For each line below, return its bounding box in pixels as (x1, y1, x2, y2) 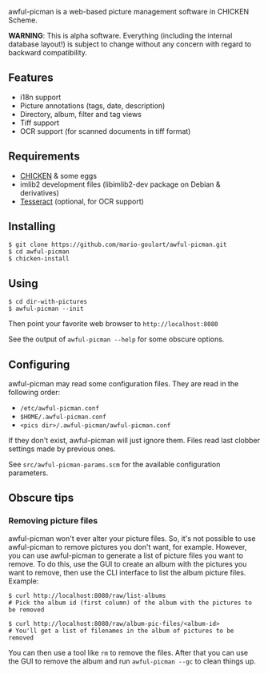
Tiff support (19, 118, 60, 127)
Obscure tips (8, 491, 74, 505)
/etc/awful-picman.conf (19, 405, 100, 413)
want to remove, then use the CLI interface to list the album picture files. (8, 567, 246, 577)
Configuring (8, 357, 70, 371)
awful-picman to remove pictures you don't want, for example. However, (8, 542, 247, 551)
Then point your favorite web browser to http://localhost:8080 (8, 319, 218, 329)
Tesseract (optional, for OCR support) (19, 196, 144, 206)
